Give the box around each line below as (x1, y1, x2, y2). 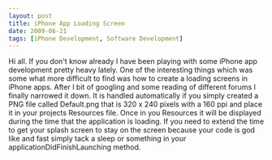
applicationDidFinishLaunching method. (8, 142, 141, 152)
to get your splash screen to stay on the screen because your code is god (8, 125, 256, 135)
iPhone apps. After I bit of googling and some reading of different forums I (8, 82, 256, 92)
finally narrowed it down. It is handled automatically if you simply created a (8, 91, 259, 101)
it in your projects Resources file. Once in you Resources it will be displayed (8, 108, 261, 118)
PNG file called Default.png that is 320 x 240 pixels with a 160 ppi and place (8, 99, 262, 109)
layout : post (8, 11, 53, 20)
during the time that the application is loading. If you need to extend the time (8, 116, 265, 126)
